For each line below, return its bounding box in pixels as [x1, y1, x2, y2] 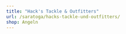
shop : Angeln [6, 19, 38, 25]
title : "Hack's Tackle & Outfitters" [6, 8, 99, 14]
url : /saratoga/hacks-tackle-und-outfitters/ [6, 14, 120, 20]
